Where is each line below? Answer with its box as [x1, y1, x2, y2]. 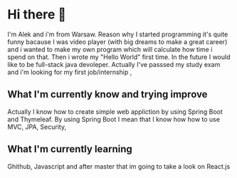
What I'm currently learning [7, 143, 133, 155]
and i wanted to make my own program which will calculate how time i [7, 45, 213, 53]
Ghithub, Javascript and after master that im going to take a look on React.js [7, 162, 231, 170]
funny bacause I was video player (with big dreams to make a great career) [7, 37, 228, 46]
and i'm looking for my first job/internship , [7, 68, 132, 76]
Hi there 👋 [7, 6, 66, 23]
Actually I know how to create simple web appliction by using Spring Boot [7, 107, 223, 116]
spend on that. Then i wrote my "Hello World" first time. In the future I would [7, 53, 231, 61]
